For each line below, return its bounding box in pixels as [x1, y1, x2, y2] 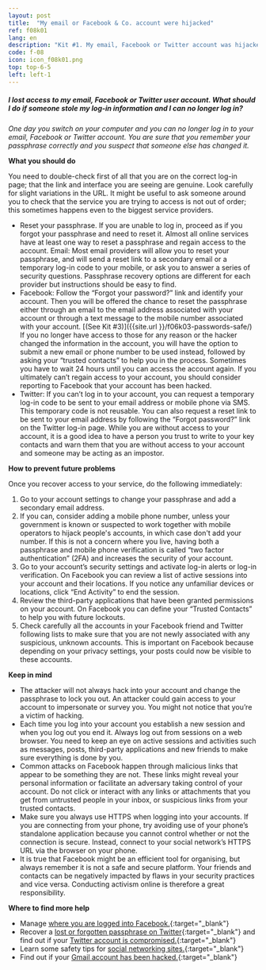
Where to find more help [8, 903, 89, 913]
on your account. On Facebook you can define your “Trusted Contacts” [19, 604, 253, 614]
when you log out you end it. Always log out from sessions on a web [19, 727, 243, 737]
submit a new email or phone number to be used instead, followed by [19, 347, 245, 356]
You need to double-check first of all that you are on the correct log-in [8, 171, 237, 181]
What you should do [8, 156, 76, 165]
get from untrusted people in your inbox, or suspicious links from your [19, 795, 248, 804]
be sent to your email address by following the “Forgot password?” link [19, 414, 251, 424]
